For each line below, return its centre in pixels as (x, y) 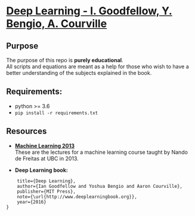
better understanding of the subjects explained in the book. (79, 73)
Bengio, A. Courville (57, 24)
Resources (27, 131)
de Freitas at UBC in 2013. (47, 158)
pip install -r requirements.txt (56, 113)
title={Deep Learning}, (47, 181)
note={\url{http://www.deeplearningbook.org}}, (77, 197)
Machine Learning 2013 (45, 145)
